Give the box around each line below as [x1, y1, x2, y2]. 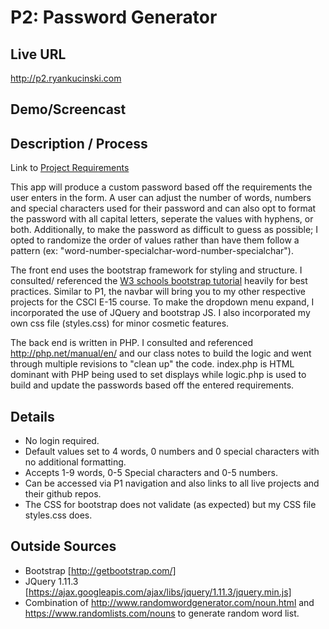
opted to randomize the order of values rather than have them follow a [10, 234, 300, 246]
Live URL [10, 46, 67, 63]
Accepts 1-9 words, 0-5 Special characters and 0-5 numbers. [24, 467, 278, 479]
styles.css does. [24, 509, 93, 521]
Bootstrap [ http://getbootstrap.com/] [24, 564, 177, 576]
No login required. [24, 435, 100, 447]
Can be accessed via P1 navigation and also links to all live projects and [24, 477, 320, 490]
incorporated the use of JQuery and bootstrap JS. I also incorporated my [10, 307, 311, 319]
